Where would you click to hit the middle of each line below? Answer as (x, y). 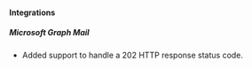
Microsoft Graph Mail (50, 33)
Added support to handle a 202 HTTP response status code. (133, 55)
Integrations (32, 12)
